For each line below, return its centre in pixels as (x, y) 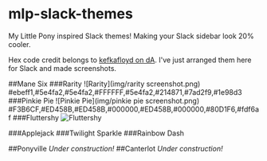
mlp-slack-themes (71, 14)
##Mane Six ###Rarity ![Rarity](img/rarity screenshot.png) (104, 84)
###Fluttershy (36, 117)
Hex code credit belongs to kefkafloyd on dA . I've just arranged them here (130, 60)
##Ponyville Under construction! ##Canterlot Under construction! (116, 148)
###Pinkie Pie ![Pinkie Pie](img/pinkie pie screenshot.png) (104, 100)
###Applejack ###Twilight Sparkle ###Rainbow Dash (96, 133)
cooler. (20, 44)
